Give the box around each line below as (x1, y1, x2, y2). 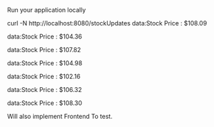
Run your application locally (7, 6, 86, 14)
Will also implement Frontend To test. (7, 113, 113, 120)
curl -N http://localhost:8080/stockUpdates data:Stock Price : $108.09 (7, 19, 207, 27)
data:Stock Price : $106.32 (7, 86, 82, 93)
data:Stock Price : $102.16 (7, 72, 81, 80)
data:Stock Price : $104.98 (7, 59, 83, 67)
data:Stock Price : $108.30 (7, 99, 83, 107)
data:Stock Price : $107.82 (7, 46, 81, 54)
